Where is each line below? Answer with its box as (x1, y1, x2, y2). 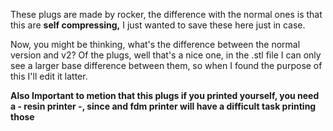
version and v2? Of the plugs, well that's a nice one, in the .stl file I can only (10, 49, 322, 61)
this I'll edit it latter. (10, 70, 88, 82)
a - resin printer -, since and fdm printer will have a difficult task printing (10, 100, 317, 112)
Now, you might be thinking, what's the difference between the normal (10, 39, 301, 50)
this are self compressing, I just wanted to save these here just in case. (10, 19, 306, 31)
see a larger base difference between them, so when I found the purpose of (10, 60, 323, 71)
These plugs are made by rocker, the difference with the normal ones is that (10, 9, 323, 20)
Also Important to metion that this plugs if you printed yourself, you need (10, 90, 320, 101)
